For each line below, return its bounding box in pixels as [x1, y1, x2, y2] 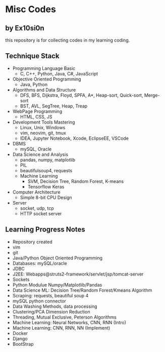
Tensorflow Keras [27, 183, 65, 189]
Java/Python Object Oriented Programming [12, 255, 102, 261]
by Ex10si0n [5, 24, 44, 32]
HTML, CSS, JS [20, 113, 52, 120]
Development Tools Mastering [12, 119, 75, 125]
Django [12, 335, 28, 341]
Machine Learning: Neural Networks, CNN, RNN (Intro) [12, 319, 127, 325]
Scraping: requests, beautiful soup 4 [12, 292, 89, 298]
